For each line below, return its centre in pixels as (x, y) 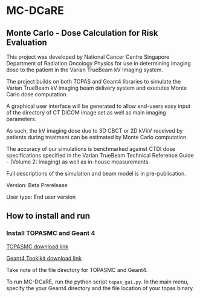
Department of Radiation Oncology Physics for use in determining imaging (99, 63)
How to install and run (48, 216)
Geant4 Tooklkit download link (44, 258)
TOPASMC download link (37, 247)
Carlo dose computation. (37, 94)
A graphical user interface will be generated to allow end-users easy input (98, 106)
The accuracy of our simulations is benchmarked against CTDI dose (91, 149)
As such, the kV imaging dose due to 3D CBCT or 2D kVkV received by (95, 131)
